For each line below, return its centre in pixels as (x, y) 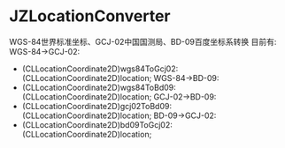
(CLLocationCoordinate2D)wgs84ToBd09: (99, 87)
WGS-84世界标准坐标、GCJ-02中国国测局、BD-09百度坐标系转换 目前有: (143, 41)
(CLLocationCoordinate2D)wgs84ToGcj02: (100, 69)
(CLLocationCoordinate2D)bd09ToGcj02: (97, 124)
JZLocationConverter (90, 16)
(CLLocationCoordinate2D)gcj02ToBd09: (97, 106)
